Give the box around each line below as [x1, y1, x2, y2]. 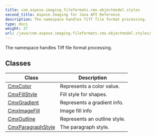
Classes [5, 59, 31, 68]
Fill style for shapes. [60, 91, 107, 98]
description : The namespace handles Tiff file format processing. [5, 17, 147, 22]
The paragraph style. [60, 123, 109, 130]
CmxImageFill [8, 107, 40, 114]
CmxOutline [8, 115, 36, 122]
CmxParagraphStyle [8, 123, 55, 130]
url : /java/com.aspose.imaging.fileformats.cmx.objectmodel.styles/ [5, 31, 151, 36]
